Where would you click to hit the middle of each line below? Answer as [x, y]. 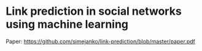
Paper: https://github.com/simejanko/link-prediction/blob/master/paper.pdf [101, 41]
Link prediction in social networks [94, 11]
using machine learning [67, 24]
